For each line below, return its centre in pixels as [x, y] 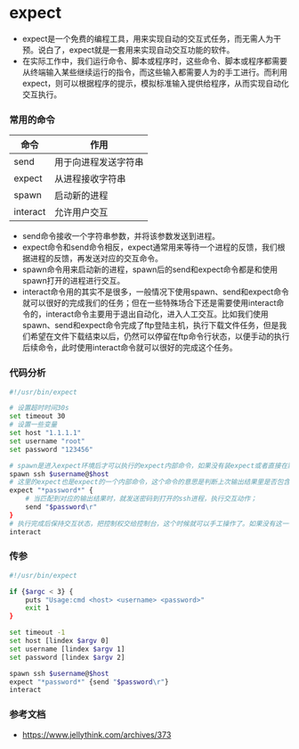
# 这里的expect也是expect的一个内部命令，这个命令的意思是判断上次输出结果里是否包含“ [152, 482]
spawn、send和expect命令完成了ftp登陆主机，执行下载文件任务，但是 [150, 325]
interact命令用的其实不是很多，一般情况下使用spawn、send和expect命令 [155, 292]
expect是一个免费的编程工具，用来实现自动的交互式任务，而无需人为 [148, 38]
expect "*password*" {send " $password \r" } [89, 682]
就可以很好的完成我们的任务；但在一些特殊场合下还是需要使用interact [149, 303]
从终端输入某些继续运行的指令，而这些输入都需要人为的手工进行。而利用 [154, 72]
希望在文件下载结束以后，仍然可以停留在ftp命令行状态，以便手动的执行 [160, 336]
